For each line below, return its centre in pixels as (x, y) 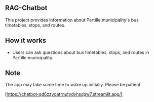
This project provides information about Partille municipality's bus (72, 20)
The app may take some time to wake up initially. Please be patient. (74, 85)
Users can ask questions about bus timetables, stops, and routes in (81, 52)
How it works (26, 40)
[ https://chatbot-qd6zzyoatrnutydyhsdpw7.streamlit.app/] (64, 94)
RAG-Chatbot (26, 8)
